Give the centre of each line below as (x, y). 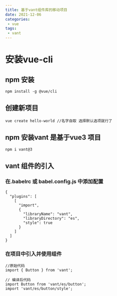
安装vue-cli (29, 59)
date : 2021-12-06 (23, 15)
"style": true (38, 223)
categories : (18, 19)
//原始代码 (15, 266)
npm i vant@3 (19, 149)
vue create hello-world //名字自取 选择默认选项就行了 (59, 121)
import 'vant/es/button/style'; (39, 288)
